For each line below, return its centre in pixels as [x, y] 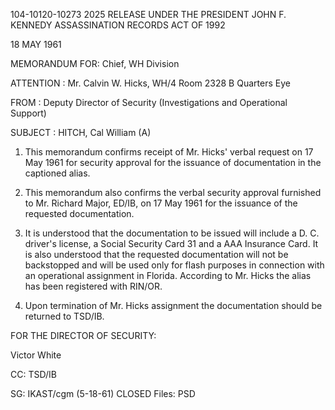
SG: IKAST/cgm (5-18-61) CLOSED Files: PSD [103, 393]
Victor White [36, 355]
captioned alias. [57, 173]
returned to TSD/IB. [64, 316]
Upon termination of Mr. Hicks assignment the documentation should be [173, 305]
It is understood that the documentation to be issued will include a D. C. [172, 233]
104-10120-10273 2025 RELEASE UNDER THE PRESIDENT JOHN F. [148, 14]
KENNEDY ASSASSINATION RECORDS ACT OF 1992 [118, 25]
